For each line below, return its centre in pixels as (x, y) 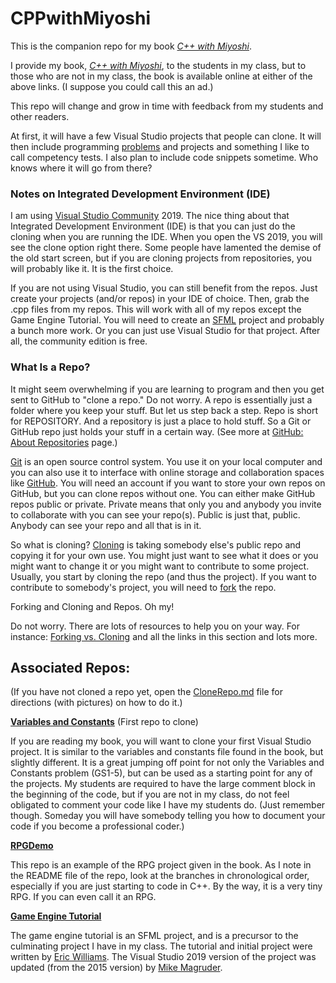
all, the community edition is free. (79, 341)
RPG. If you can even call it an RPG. (83, 897)
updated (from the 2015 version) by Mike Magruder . (116, 968)
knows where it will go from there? (81, 168)
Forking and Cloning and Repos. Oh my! (92, 606)
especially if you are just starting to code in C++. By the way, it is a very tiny (166, 886)
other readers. (40, 116)
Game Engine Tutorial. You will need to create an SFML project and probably (167, 320)
